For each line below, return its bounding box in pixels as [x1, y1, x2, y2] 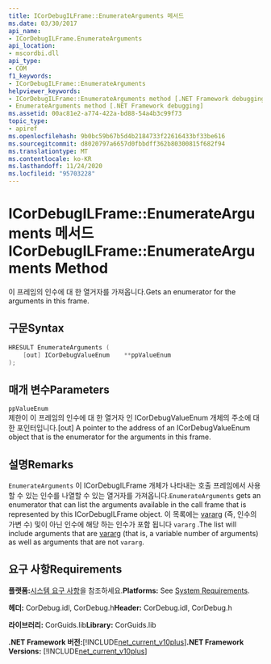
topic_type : [8, 117, 48, 125]
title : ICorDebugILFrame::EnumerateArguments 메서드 [8, 11, 184, 20]
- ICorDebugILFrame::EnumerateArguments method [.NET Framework [8, 95, 229, 103]
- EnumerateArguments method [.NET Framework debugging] [8, 102, 204, 110]
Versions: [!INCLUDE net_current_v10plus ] [8, 646, 148, 656]
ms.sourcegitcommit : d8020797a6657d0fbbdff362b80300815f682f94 [8, 139, 226, 148]
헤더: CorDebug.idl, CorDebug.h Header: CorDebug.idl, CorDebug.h [8, 603, 232, 612]
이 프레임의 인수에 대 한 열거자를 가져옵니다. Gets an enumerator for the [8, 286, 236, 296]
